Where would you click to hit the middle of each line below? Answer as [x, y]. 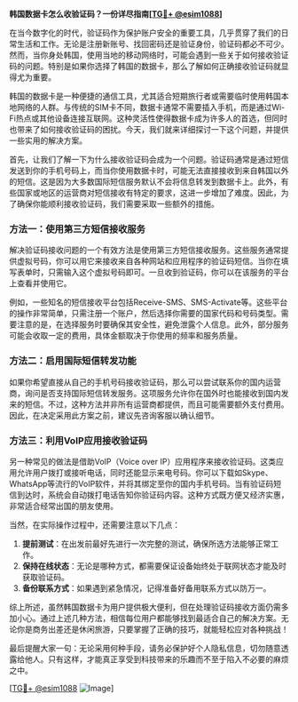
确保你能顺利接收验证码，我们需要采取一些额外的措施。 [118, 204]
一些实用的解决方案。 [48, 140]
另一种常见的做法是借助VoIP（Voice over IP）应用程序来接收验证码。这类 [143, 461]
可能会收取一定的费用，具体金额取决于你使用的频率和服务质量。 [125, 336]
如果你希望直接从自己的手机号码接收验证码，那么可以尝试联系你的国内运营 [145, 382]
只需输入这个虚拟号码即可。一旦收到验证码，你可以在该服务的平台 [168, 272]
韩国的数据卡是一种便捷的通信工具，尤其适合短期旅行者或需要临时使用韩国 [145, 96]
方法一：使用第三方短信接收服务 [78, 228]
